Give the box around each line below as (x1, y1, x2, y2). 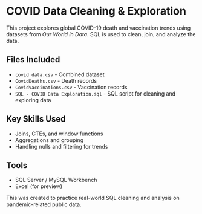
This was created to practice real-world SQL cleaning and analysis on (6, 195, 180, 202)
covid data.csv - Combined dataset (15, 71, 105, 78)
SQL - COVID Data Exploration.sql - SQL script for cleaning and (15, 89, 176, 97)
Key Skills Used (6, 114, 66, 125)
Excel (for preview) (15, 183, 62, 190)
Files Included (6, 54, 60, 65)
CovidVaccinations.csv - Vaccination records (15, 83, 128, 91)
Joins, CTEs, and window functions (15, 130, 103, 137)
